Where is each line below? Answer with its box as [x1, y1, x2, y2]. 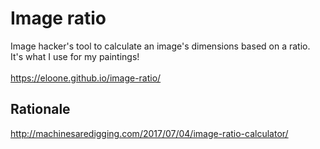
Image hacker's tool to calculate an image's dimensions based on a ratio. [10, 40, 311, 52]
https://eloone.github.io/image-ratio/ [10, 72, 162, 84]
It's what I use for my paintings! [10, 50, 140, 62]
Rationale [10, 101, 71, 118]
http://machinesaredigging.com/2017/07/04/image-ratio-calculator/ [10, 127, 289, 139]
